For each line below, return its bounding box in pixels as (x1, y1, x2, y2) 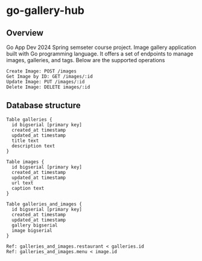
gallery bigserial (11, 222, 58, 228)
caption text (11, 185, 45, 191)
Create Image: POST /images (6, 68, 77, 74)
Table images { (6, 158, 45, 165)
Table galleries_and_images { (6, 201, 83, 207)
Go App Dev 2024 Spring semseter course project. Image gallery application (6, 43, 197, 51)
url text (11, 179, 34, 186)
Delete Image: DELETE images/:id (6, 84, 90, 90)
